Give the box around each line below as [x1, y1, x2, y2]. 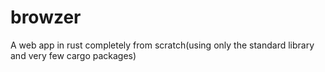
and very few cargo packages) [10, 49, 137, 61]
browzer [10, 6, 82, 29]
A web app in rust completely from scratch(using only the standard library [10, 39, 315, 51]
